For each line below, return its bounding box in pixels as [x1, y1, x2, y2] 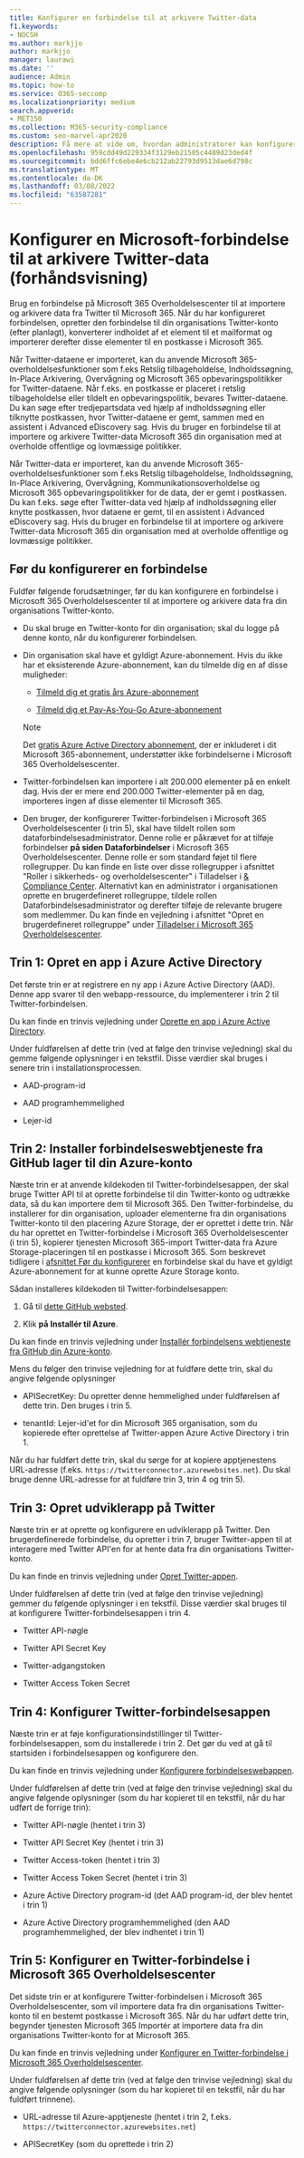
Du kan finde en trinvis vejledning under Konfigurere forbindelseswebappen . [9, 1765, 295, 1775]
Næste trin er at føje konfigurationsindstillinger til [9, 1728, 192, 1739]
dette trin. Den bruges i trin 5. [22, 1400, 133, 1411]
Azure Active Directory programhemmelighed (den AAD [22, 1917, 231, 1928]
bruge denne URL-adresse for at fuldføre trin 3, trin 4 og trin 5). [9, 1474, 246, 1485]
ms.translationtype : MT [9, 165, 100, 174]
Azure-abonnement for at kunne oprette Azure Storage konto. [9, 1266, 240, 1277]
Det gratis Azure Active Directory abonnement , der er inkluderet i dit [22, 739, 277, 750]
